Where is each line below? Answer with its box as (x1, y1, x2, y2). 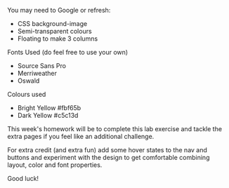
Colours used (7, 90, 46, 98)
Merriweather (17, 69, 58, 77)
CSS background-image (17, 20, 88, 27)
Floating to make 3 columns (17, 34, 98, 43)
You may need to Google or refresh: (7, 6, 111, 14)
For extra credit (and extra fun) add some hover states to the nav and (7, 146, 207, 154)
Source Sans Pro (17, 62, 67, 69)
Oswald (17, 76, 40, 85)
